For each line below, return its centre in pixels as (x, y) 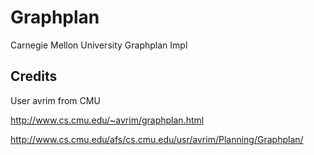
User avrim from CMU (55, 100)
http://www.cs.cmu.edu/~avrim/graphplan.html (107, 120)
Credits (34, 76)
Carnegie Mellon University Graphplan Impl (99, 45)
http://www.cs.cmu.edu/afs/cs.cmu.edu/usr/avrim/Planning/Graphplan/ (157, 139)
